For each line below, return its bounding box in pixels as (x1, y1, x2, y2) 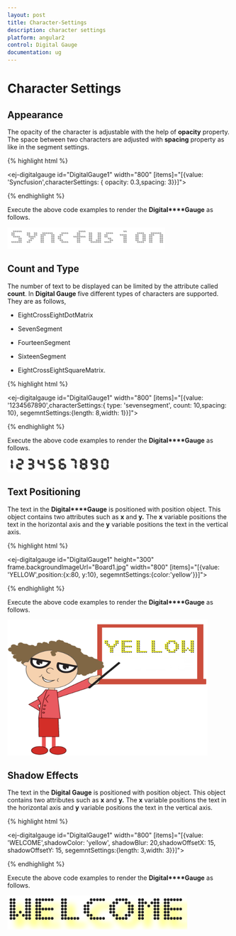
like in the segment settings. (7, 143, 90, 151)
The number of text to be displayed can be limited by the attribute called (7, 282, 218, 290)
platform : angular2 (7, 34, 65, 41)
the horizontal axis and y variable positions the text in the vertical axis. (7, 804, 213, 812)
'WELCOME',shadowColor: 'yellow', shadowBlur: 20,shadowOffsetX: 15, (7, 839, 216, 847)
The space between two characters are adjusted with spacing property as (7, 135, 225, 144)
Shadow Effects (7, 770, 79, 782)
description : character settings (7, 26, 106, 33)
